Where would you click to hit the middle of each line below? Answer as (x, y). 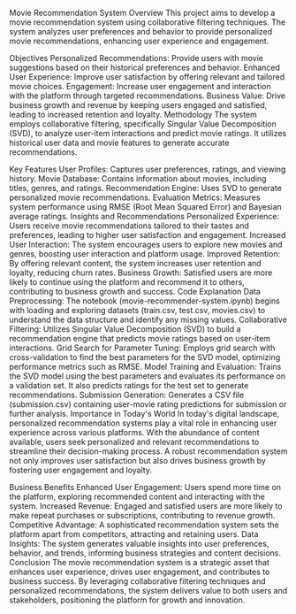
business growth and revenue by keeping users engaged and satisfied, (138, 105)
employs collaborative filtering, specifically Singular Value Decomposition (143, 124)
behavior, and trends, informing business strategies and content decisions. (145, 553)
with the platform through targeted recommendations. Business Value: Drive (147, 96)
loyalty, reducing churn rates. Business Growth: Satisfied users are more (141, 272)
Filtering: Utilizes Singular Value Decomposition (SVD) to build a (125, 329)
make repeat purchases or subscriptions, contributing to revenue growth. (142, 515)
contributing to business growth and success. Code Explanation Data (135, 292)
